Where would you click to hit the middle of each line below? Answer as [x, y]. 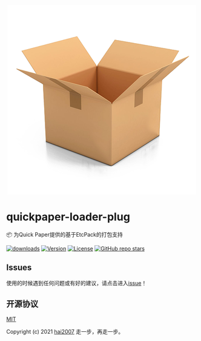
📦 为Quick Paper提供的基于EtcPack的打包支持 [64, 234]
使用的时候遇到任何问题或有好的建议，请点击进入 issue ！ [77, 283]
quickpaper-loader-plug [68, 217]
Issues [19, 268]
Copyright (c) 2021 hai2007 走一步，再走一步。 [65, 331]
